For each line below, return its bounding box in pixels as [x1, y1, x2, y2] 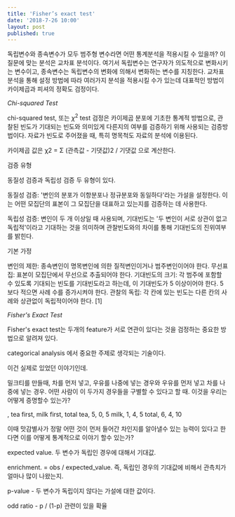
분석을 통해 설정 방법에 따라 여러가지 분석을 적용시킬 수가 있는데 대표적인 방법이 [7, 76, 224, 85]
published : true [7, 29, 55, 37]
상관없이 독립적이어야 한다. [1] [20, 296, 103, 305]
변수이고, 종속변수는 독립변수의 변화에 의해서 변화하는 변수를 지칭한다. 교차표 [14, 67, 224, 76]
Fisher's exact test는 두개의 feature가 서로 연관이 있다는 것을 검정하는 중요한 [7, 325, 220, 333]
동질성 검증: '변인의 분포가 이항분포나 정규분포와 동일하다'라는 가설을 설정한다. [7, 191, 221, 199]
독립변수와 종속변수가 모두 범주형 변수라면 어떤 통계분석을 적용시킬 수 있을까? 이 [7, 50, 226, 58]
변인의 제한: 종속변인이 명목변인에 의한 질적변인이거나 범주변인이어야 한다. [7, 261, 210, 270]
